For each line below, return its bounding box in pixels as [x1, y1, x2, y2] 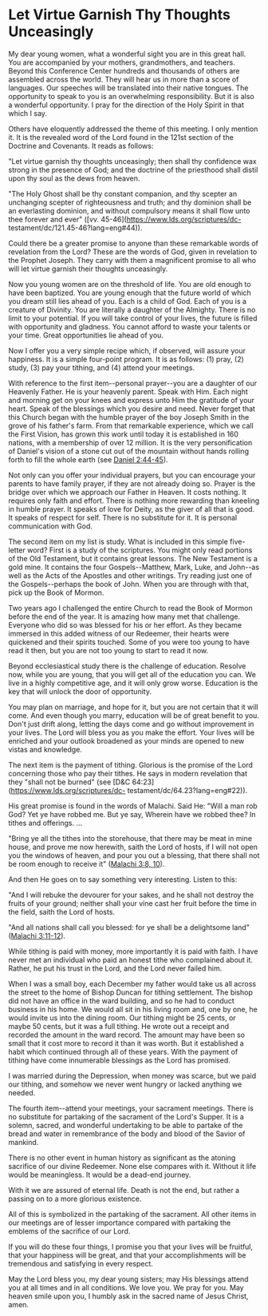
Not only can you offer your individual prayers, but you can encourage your [8, 470, 256, 480]
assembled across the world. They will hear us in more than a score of [8, 74, 239, 84]
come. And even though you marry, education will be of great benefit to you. [8, 710, 259, 720]
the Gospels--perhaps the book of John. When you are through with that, [8, 579, 250, 588]
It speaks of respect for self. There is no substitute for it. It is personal [8, 512, 238, 522]
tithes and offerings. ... [8, 818, 83, 827]
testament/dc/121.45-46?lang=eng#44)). [8, 222, 143, 233]
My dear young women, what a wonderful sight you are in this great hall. [8, 49, 246, 58]
